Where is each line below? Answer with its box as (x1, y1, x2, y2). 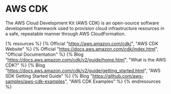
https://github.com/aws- (92, 73, 144, 79)
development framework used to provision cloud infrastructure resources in (5, 25, 164, 31)
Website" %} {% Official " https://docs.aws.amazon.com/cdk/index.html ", (5, 46, 159, 52)
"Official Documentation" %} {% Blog (5, 51, 84, 57)
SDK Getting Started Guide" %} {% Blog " (5, 73, 93, 79)
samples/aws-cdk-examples (5, 78, 65, 84)
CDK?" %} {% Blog (5, 62, 45, 68)
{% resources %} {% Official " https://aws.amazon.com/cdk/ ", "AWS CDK (5, 40, 159, 46)
